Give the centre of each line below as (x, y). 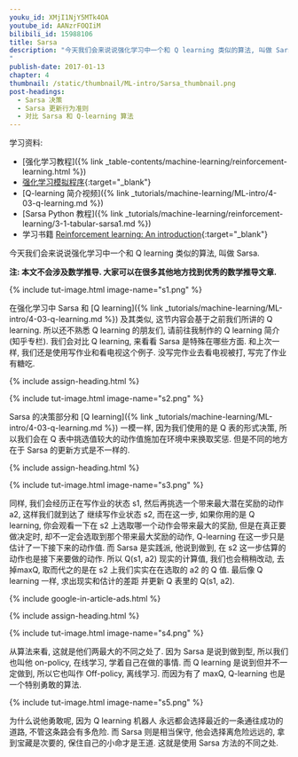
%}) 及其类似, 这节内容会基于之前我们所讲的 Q (188, 319)
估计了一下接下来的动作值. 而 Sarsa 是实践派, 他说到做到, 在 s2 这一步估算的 (148, 548)
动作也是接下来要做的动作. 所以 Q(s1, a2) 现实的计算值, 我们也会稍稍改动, (142, 559)
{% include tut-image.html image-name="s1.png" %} (106, 290)
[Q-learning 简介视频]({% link (76, 193)
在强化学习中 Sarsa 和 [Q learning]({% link (86, 308)
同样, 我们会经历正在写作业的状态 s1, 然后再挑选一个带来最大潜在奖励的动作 (146, 503)
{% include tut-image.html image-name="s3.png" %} (106, 485)
